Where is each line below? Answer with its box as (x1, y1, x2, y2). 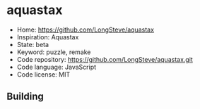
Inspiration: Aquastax (16, 32, 79, 41)
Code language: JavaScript (16, 63, 97, 71)
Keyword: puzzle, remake (16, 48, 91, 56)
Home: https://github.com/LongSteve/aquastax (16, 25, 155, 34)
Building (6, 91, 44, 103)
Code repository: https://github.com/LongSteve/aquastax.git (16, 55, 194, 63)
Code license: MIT (16, 70, 71, 79)
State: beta (16, 40, 49, 49)
